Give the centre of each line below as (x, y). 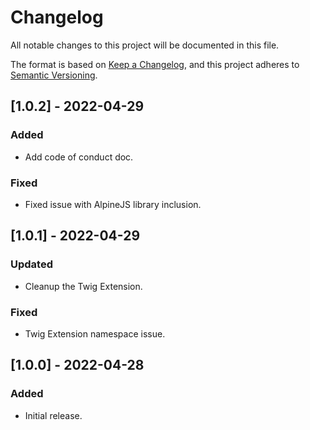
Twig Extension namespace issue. (95, 333)
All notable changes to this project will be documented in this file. (145, 45)
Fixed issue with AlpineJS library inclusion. (113, 204)
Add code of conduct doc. (79, 157)
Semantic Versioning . (54, 75)
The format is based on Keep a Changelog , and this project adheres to (155, 64)
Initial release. (53, 415)
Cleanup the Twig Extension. (83, 286)
